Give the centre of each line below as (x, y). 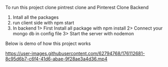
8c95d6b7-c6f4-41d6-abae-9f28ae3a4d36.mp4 (56, 59)
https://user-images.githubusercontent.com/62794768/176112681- (75, 53)
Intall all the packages (35, 17)
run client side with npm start (43, 23)
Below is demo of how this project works (48, 43)
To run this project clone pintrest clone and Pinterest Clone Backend (77, 7)
